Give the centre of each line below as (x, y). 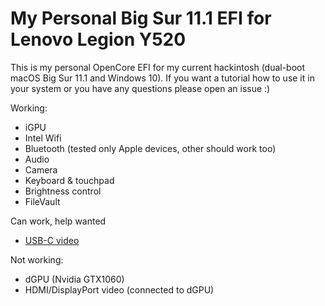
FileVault (42, 201)
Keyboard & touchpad (69, 180)
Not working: (37, 259)
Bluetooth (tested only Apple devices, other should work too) (150, 148)
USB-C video (52, 240)
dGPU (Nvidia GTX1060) (74, 279)
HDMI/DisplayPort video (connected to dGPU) (119, 289)
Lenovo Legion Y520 (98, 39)
